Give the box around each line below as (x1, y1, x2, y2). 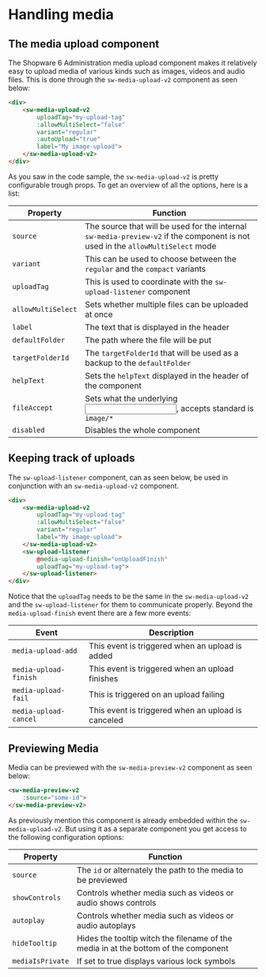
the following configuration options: (8, 832, 124, 842)
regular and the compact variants (84, 263, 206, 274)
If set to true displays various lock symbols (76, 956, 236, 967)
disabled (12, 425, 45, 435)
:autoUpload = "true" (36, 135, 101, 143)
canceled (88, 715, 124, 726)
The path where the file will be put (84, 334, 212, 345)
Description (149, 627, 194, 638)
